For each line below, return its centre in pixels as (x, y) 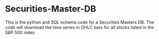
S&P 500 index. (20, 32)
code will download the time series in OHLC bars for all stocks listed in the (80, 27)
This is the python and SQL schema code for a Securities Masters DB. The (80, 22)
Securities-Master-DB (51, 9)
